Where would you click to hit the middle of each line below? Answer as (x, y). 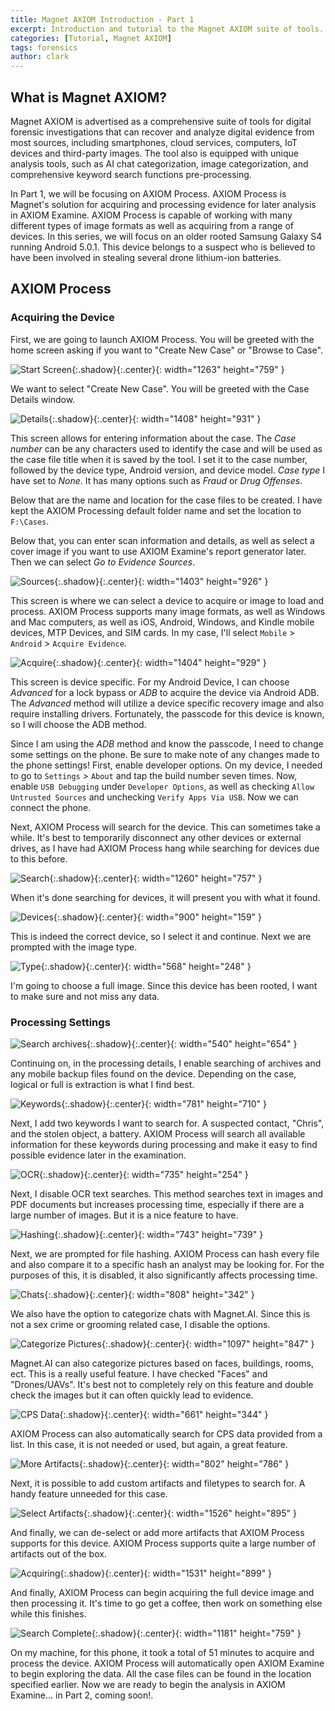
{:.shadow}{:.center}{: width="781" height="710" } (164, 1103)
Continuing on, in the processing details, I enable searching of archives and (166, 1063)
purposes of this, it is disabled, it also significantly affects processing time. (164, 1275)
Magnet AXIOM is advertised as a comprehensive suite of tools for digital (161, 121)
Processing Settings (60, 1022)
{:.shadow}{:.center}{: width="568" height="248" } (146, 966)
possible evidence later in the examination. (98, 1155)
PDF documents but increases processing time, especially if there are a (157, 1204)
